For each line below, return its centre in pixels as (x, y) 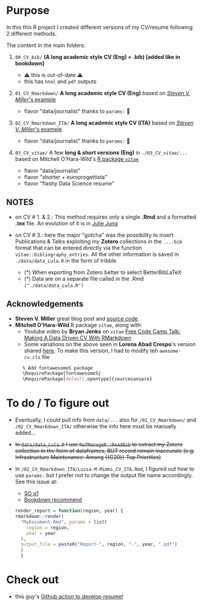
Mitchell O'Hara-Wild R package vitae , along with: (79, 325)
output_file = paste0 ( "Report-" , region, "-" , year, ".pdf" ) (99, 545)
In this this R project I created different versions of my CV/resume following (99, 27)
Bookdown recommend (53, 500)
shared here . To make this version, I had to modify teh (91, 351)
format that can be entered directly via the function (78, 248)
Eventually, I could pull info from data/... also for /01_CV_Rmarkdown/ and (106, 420)
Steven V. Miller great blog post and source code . (77, 318)
